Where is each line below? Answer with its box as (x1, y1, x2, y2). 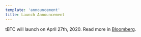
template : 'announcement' (5, 7, 60, 13)
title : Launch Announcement (5, 12, 65, 17)
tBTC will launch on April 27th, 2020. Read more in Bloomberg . (5, 26, 136, 32)
